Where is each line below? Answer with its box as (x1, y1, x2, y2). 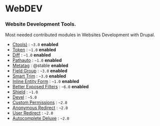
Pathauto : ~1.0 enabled (12, 58, 62, 63)
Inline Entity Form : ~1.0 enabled (12, 78, 80, 84)
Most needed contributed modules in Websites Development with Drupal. (5, 32, 155, 38)
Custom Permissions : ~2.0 (12, 100, 68, 106)
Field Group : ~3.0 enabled (12, 68, 68, 74)
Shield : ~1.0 (12, 89, 38, 95)
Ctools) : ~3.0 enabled (12, 42, 59, 48)
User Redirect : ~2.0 (12, 110, 54, 116)
